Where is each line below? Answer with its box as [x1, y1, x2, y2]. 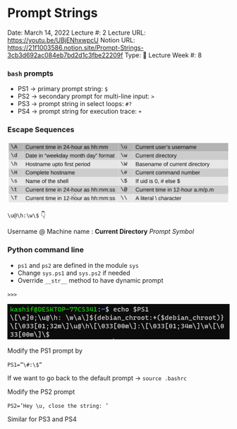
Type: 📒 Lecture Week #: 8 [124, 51, 202, 59]
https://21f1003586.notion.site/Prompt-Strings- [7, 43, 144, 52]
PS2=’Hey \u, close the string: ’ [7, 402, 109, 409]
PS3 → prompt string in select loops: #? [17, 100, 133, 108]
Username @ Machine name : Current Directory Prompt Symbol [7, 228, 195, 236]
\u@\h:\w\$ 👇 [7, 211, 46, 220]
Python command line [7, 245, 85, 255]
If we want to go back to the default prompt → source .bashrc [7, 373, 187, 382]
